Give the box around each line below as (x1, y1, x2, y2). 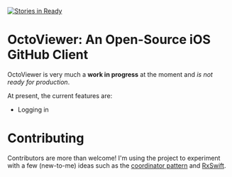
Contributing (7, 130, 84, 146)
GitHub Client (7, 47, 89, 63)
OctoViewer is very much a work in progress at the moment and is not (7, 70, 213, 78)
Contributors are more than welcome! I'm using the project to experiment (7, 154, 221, 162)
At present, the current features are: (7, 91, 113, 100)
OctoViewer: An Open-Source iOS (7, 32, 211, 48)
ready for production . (7, 77, 70, 86)
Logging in (17, 105, 50, 114)
